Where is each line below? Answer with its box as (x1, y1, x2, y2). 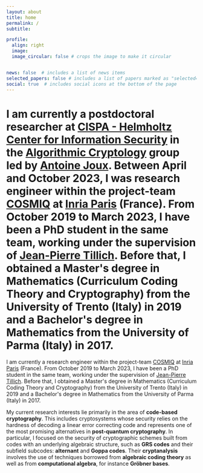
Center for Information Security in (6, 132, 180, 146)
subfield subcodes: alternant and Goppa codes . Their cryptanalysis (6, 447, 178, 454)
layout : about (6, 8, 42, 15)
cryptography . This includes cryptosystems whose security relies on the (6, 415, 188, 422)
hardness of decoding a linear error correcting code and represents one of (6, 422, 192, 429)
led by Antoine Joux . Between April (6, 158, 187, 172)
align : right (11, 42, 45, 48)
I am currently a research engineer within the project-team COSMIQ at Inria (6, 358, 193, 366)
